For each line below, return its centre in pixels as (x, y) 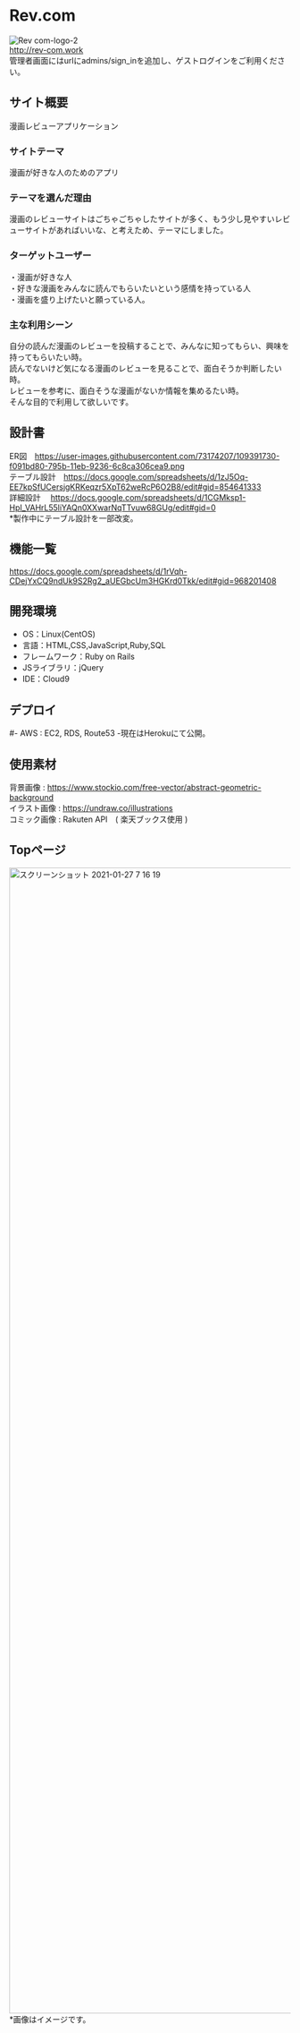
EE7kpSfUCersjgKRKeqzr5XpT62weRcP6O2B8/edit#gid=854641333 (135, 487)
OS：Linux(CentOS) (59, 634)
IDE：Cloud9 (46, 679)
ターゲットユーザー (50, 256)
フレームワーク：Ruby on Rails (79, 657)
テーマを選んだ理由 (50, 198)
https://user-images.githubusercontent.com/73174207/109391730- (157, 456)
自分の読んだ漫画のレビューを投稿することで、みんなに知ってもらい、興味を (150, 346)
